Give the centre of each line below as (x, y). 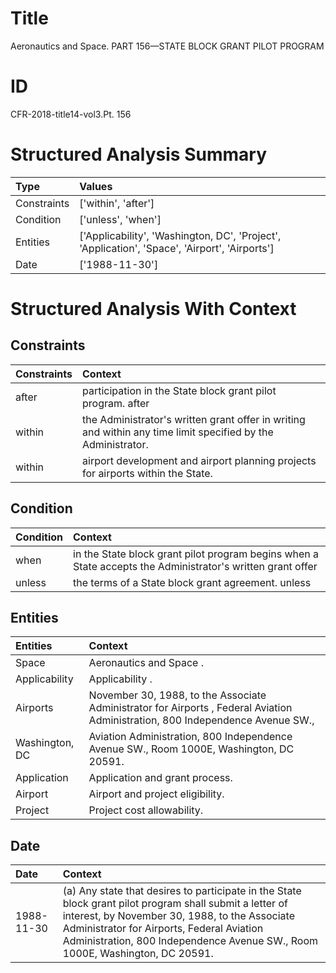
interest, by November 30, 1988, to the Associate (178, 916)
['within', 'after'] (117, 203)
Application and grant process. (160, 778)
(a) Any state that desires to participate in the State (182, 891)
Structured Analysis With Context (153, 309)
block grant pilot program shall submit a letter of (175, 904)
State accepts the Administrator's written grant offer (195, 566)
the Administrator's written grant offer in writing (194, 419)
